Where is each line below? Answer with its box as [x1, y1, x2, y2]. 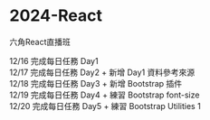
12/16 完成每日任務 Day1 [9, 55, 99, 66]
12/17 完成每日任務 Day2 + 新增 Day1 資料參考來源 [9, 67, 196, 78]
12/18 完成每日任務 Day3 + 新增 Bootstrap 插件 [9, 78, 183, 88]
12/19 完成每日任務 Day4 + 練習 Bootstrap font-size [9, 89, 200, 100]
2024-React [9, 5, 102, 26]
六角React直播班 [9, 36, 71, 47]
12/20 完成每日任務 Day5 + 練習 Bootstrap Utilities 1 [9, 100, 201, 111]
